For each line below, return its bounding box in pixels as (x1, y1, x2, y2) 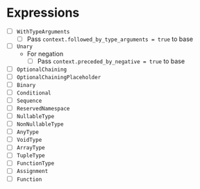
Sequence (16, 97, 42, 104)
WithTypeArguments (16, 28, 70, 35)
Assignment (16, 168, 49, 175)
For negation (26, 49, 64, 58)
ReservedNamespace (16, 105, 70, 112)
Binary (16, 81, 36, 88)
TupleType (16, 152, 46, 159)
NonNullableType (16, 121, 64, 128)
